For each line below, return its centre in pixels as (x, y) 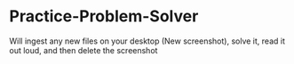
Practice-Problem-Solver (104, 16)
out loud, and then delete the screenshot (83, 50)
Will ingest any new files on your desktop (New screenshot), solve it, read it (147, 41)
